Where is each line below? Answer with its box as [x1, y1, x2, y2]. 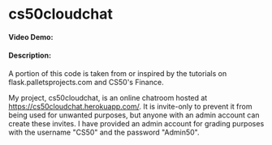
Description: [8, 50, 51, 61]
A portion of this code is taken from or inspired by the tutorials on [8, 68, 227, 78]
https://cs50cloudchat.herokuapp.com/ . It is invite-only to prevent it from [8, 101, 253, 111]
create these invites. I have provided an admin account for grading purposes [8, 118, 265, 128]
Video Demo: [8, 32, 54, 41]
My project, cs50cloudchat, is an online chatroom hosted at [8, 92, 208, 102]
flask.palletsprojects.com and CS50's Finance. [8, 77, 164, 87]
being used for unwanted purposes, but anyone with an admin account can [8, 110, 260, 120]
